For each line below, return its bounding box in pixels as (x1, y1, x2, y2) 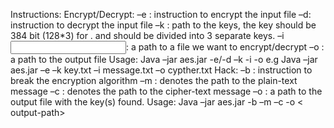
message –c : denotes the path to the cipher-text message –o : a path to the (10, 85, 323, 97)
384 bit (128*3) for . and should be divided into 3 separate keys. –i (10, 30, 285, 41)
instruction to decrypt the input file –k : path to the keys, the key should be (10, 19, 317, 31)
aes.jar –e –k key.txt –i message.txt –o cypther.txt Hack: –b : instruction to (10, 64, 313, 76)
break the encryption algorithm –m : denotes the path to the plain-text (10, 75, 298, 86)
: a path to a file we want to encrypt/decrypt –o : (126, 41, 325, 53)
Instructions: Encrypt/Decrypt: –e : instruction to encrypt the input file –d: (10, 9, 312, 20)
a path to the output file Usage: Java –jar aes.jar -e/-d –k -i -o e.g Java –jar (10, 54, 318, 65)
